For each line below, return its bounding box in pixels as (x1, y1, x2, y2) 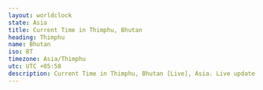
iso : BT (8, 48, 34, 56)
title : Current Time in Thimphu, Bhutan (8, 26, 143, 34)
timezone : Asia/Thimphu (8, 56, 87, 63)
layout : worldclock (8, 11, 72, 20)
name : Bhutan (8, 41, 51, 49)
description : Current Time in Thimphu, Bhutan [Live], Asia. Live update (8, 70, 256, 77)
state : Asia (8, 19, 47, 27)
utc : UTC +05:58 (8, 63, 61, 70)
